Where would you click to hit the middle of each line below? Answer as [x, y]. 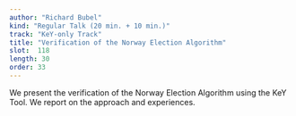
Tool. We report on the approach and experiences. [102, 102]
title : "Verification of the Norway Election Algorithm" [118, 42]
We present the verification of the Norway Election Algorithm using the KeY [148, 92]
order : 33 [28, 68]
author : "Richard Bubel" [56, 17]
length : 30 [30, 59]
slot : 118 [30, 51]
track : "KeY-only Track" [56, 34]
